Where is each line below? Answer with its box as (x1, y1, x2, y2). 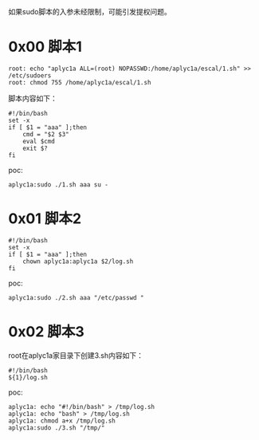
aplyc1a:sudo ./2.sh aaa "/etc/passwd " (8, 293, 145, 301)
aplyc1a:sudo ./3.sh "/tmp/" (8, 423, 105, 432)
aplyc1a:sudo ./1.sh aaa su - (8, 180, 109, 189)
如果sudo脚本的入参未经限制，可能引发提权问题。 (8, 7, 171, 16)
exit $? (22, 144, 48, 152)
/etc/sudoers (8, 71, 52, 80)
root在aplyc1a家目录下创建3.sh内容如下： (8, 350, 144, 360)
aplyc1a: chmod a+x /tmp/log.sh (8, 417, 116, 425)
